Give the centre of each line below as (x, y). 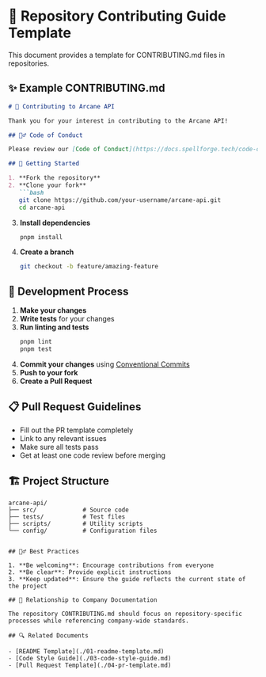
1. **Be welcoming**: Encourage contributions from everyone (111, 565)
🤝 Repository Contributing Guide (118, 16)
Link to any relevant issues (63, 438)
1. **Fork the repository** (55, 178)
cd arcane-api (42, 207)
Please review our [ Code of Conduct (68, 150)
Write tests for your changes (67, 319)
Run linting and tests (54, 327)
